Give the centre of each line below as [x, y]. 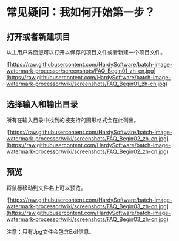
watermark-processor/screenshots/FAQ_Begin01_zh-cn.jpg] [81, 71]
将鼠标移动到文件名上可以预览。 [46, 188]
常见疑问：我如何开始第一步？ [81, 12]
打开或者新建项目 [38, 37]
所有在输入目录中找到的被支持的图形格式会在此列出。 [73, 120]
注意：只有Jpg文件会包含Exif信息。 [50, 231]
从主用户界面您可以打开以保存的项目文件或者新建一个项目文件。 [86, 52]
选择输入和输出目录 [42, 104]
